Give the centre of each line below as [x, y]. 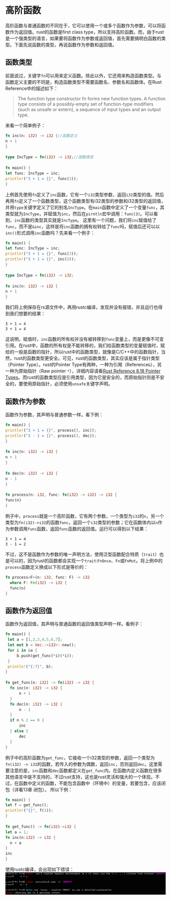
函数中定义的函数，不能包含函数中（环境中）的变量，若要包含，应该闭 [92, 783]
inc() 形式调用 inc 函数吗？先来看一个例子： [50, 233]
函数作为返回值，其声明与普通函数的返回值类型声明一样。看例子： [74, 624]
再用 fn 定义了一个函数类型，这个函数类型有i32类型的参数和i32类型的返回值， [85, 201]
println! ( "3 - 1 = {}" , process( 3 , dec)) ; [51, 436]
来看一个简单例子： [25, 125]
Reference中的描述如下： [32, 88]
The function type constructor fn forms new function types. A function [92, 98]
